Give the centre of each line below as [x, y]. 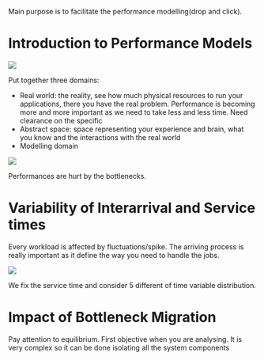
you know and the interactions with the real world [100, 137]
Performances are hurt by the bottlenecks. [77, 176]
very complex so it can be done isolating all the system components [119, 347]
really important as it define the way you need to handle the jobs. [114, 255]
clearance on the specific [61, 120]
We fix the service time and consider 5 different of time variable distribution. [132, 285]
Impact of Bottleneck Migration [112, 318]
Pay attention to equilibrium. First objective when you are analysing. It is [125, 339]
